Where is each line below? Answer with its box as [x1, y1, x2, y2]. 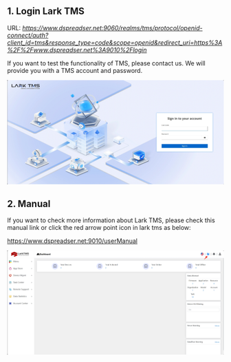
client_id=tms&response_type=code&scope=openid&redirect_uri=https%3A [7, 38, 223, 47]
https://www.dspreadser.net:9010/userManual [7, 237, 137, 245]
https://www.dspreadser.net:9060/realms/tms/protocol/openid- [22, 23, 203, 32]
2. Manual [7, 198, 51, 209]
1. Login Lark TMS [7, 6, 85, 17]
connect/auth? [7, 31, 49, 39]
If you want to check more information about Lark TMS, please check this [7, 216, 215, 224]
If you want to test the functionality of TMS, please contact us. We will [7, 58, 206, 67]
